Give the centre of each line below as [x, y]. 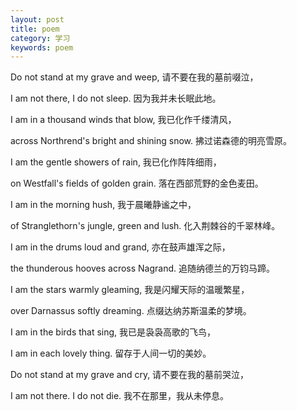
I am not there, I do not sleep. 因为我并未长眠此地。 [116, 98]
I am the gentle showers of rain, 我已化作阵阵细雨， [116, 162]
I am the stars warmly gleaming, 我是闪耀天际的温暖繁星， [130, 290]
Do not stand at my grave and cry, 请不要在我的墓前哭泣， [130, 375]
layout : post [37, 19]
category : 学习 [40, 38]
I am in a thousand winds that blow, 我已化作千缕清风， [123, 120]
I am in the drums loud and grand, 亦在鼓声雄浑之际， [120, 247]
